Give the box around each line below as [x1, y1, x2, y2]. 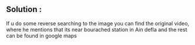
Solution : [6, 5, 42, 14]
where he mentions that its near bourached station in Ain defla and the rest [6, 26, 187, 33]
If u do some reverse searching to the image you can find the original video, [6, 20, 190, 27]
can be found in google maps [6, 32, 78, 39]
